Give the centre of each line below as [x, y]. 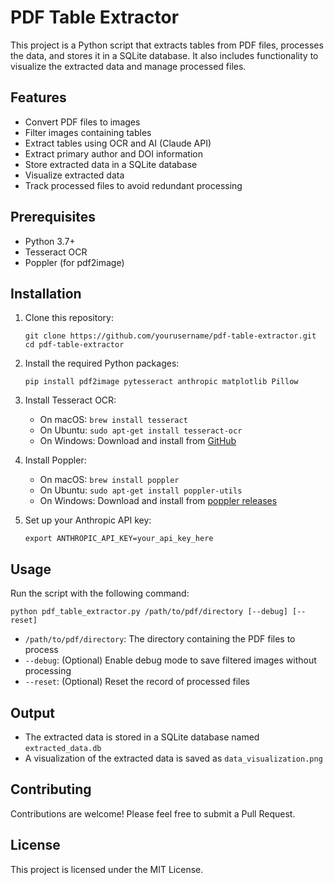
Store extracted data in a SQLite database [111, 164]
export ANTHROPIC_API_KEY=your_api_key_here [119, 539]
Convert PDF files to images [82, 122]
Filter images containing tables [88, 132]
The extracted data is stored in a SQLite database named [142, 737]
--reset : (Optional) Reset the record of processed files [137, 682]
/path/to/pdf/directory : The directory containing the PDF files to [160, 639]
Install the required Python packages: [102, 363]
